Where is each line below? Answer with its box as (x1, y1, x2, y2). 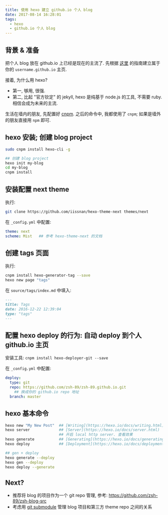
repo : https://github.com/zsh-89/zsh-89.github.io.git (9, 385, 126, 390)
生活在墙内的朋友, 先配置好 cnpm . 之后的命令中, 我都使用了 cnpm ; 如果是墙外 (5, 111, 161, 117)
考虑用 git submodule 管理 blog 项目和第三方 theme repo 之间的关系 (12, 504, 152, 510)
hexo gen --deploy (5, 460, 43, 465)
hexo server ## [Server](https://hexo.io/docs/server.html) (5, 427, 160, 433)
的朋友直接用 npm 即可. (5, 117, 51, 123)
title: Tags (5, 302, 30, 307)
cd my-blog (5, 165, 28, 170)
